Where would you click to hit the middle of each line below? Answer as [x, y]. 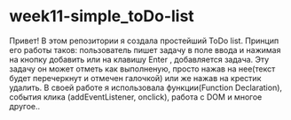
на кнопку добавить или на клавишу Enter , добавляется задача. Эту [139, 59]
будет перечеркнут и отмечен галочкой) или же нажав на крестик [135, 78]
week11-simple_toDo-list [102, 16]
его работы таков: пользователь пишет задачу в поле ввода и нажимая [145, 49]
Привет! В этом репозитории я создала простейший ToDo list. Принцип [144, 41]
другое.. [25, 106]
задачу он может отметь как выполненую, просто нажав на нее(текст [142, 69]
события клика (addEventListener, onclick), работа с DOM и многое [136, 97]
